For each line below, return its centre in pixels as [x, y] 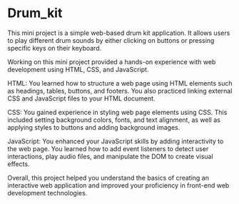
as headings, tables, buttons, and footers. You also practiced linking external [120, 91]
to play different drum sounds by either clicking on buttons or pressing [111, 40]
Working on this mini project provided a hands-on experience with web [112, 61]
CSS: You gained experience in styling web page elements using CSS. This [117, 112]
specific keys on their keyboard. [55, 48]
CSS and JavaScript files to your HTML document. [81, 98]
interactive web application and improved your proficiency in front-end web [118, 185]
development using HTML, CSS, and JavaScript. [78, 69]
